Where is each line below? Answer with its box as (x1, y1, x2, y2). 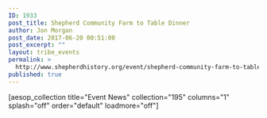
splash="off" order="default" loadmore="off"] (8, 101, 159, 110)
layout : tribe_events (8, 48, 80, 56)
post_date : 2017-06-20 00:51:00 (8, 33, 115, 42)
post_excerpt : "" (8, 41, 66, 49)
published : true (8, 70, 62, 78)
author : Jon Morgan (8, 26, 73, 34)
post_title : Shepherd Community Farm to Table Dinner (8, 19, 191, 27)
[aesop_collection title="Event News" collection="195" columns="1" (8, 92, 230, 101)
